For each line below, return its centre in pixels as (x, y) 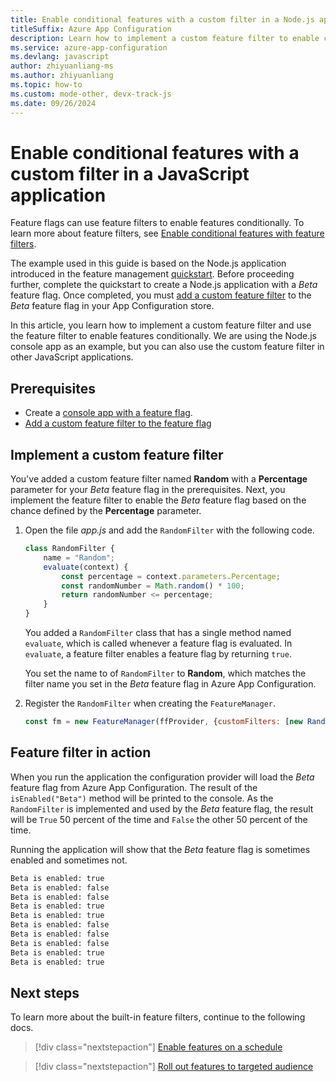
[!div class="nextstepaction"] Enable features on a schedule (158, 1047)
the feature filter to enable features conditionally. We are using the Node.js (163, 336)
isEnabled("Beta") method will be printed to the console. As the (142, 798)
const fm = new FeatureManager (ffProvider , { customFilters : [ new (163, 722)
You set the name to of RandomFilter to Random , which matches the (165, 673)
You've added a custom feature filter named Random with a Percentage (159, 479)
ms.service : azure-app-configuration (89, 47)
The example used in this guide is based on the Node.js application (148, 263)
